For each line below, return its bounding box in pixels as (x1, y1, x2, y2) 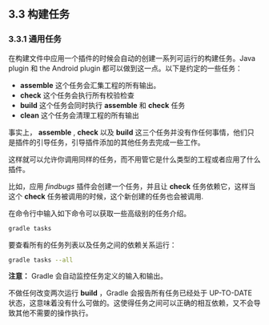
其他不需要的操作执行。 (14, 308, 93, 318)
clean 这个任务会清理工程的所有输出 (19, 110, 140, 120)
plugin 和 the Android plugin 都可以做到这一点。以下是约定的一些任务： (8, 63, 243, 73)
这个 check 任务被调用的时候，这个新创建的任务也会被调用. (8, 191, 204, 201)
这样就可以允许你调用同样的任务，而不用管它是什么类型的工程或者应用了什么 (8, 154, 261, 164)
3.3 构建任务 (8, 7, 70, 22)
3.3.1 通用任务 (8, 34, 62, 45)
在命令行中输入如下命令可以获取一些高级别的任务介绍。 (8, 208, 191, 218)
